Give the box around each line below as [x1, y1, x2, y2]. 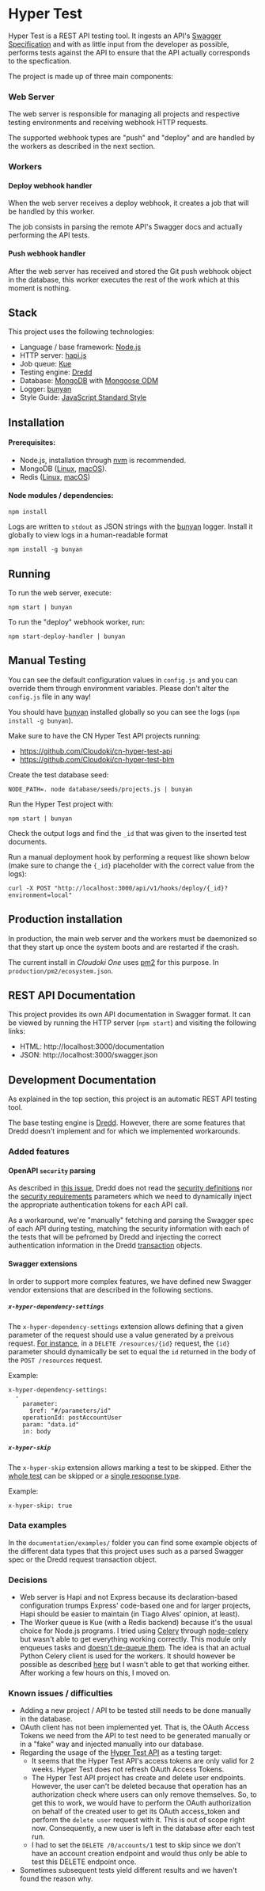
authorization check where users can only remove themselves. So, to [31, 1790, 257, 1799]
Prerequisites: [8, 438, 56, 447]
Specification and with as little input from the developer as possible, [8, 39, 229, 48]
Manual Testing [8, 654, 87, 667]
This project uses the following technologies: [8, 327, 154, 336]
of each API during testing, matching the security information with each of [8, 1224, 250, 1233]
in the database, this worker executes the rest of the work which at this [8, 275, 240, 284]
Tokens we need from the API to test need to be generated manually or [19, 1731, 251, 1741]
